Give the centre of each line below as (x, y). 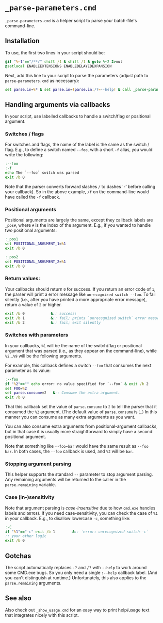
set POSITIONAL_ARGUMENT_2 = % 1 (36, 261)
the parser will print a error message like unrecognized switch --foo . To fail (81, 294)
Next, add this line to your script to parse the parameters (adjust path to (77, 75)
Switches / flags (24, 134)
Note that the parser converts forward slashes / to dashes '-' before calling (80, 186)
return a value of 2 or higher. (33, 304)
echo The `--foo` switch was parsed (42, 173)
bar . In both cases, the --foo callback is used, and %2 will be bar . (69, 451)
